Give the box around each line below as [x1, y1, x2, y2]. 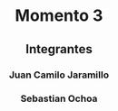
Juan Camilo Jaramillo [9, 69, 109, 81]
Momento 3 [15, 5, 103, 26]
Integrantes [25, 42, 93, 57]
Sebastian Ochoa [20, 92, 98, 105]
